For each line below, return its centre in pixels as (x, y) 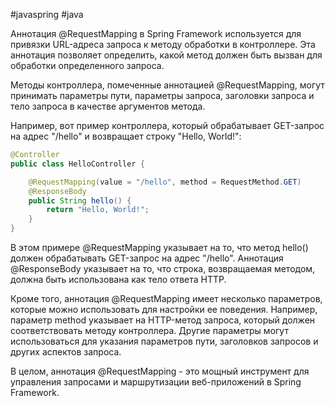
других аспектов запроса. (66, 352)
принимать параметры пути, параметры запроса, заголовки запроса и (162, 95)
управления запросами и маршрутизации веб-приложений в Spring (156, 382)
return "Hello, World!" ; (98, 210)
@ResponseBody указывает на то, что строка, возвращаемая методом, (163, 268)
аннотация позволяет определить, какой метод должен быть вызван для (166, 55)
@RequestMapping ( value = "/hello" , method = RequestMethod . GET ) (165, 182)
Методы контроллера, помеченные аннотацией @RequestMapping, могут (167, 85)
